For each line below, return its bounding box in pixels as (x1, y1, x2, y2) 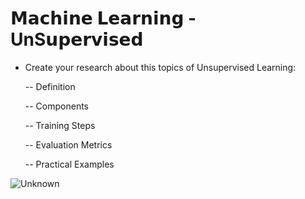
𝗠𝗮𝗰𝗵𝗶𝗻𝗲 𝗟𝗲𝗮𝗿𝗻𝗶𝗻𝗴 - (10, 7, 197, 30)
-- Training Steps (24, 119, 96, 131)
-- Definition (24, 80, 76, 92)
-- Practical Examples (24, 158, 115, 170)
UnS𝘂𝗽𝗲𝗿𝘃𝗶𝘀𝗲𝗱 (10, 28, 144, 51)
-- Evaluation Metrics (24, 138, 113, 151)
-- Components (24, 100, 90, 112)
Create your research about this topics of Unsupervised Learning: (24, 61, 297, 73)
